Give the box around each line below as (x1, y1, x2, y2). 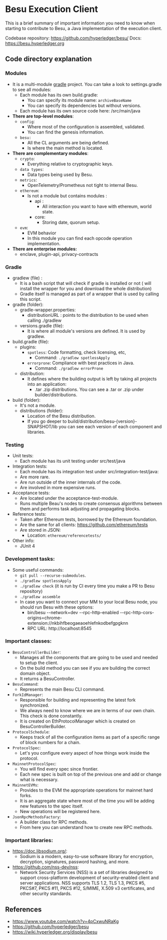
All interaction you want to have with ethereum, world (42, 203, 152, 209)
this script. (19, 296, 42, 302)
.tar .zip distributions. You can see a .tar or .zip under (34, 386, 144, 392)
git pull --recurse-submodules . (19, 572, 86, 578)
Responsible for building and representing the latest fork (19, 697, 136, 703)
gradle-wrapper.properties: (19, 306, 76, 313)
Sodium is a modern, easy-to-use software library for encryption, (19, 854, 154, 860)
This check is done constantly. (19, 713, 83, 719)
